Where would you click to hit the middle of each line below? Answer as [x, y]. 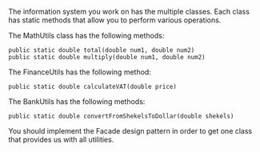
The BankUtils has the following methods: [77, 102]
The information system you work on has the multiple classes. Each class [129, 12]
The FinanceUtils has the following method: [80, 72]
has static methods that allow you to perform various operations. [115, 20]
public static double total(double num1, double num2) [102, 50]
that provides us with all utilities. [61, 140]
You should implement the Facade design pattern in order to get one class [130, 131]
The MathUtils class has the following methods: [86, 36]
